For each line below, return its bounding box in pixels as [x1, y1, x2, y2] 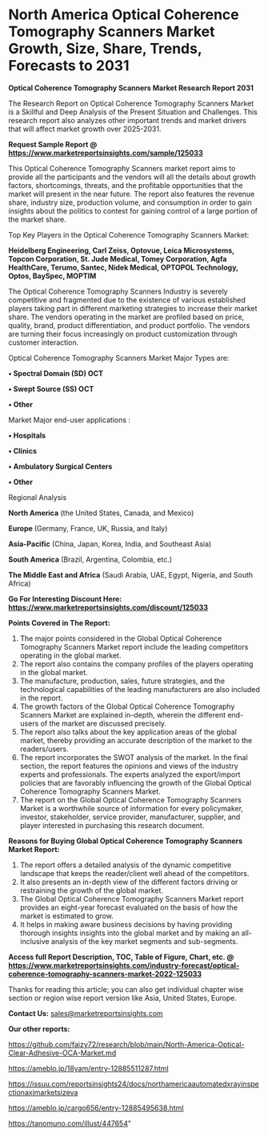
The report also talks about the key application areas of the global [19, 726, 238, 737]
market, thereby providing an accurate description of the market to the [19, 735, 253, 745]
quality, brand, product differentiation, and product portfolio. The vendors [8, 320, 250, 330]
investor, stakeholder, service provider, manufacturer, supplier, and [19, 812, 241, 822]
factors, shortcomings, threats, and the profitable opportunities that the [8, 180, 243, 190]
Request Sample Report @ [8, 139, 98, 149]
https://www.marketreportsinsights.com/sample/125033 [8, 148, 203, 158]
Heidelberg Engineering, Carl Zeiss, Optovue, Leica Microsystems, [8, 246, 234, 255]
